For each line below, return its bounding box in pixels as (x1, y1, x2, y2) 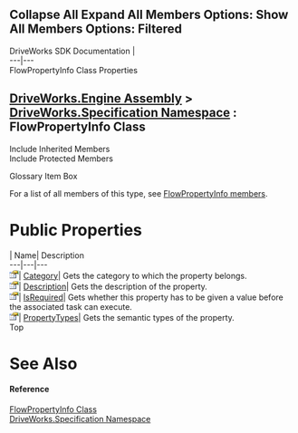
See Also (9, 353, 78, 374)
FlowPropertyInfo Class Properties (9, 64, 139, 75)
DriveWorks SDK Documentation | (9, 45, 136, 56)
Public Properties (9, 219, 143, 240)
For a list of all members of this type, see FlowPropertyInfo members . (9, 188, 269, 198)
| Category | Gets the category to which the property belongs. (18, 270, 247, 281)
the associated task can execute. (9, 301, 133, 312)
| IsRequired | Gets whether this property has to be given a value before (18, 292, 284, 303)
